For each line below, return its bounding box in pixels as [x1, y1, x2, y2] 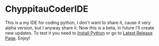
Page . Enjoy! [5, 35, 30, 41]
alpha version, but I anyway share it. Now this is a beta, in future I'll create [5, 24, 155, 30]
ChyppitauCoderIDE [5, 3, 88, 15]
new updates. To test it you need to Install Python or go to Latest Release [5, 30, 153, 36]
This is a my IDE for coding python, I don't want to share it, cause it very [5, 20, 151, 25]
